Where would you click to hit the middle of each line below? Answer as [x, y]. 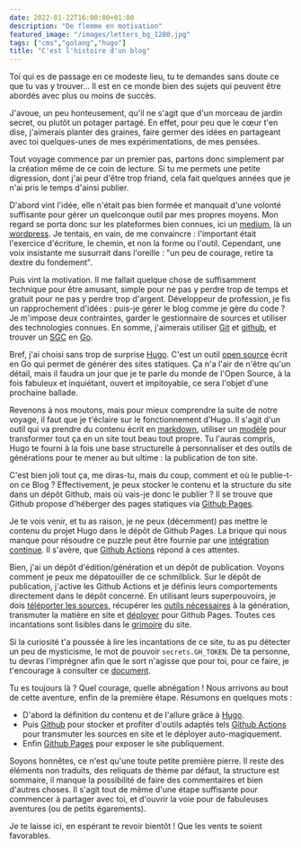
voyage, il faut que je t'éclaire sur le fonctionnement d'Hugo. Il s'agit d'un [145, 420]
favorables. [30, 835]
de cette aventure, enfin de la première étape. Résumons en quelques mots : [151, 698]
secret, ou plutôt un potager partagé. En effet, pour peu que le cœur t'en [144, 123]
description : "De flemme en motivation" [86, 26]
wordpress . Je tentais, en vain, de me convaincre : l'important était [133, 234]
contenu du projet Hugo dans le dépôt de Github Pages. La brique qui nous [148, 531]
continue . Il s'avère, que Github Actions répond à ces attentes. [125, 550]
